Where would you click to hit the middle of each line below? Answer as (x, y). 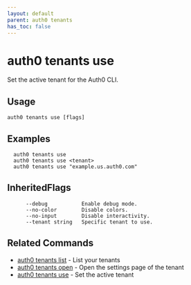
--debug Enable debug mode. (81, 204)
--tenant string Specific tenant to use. (89, 222)
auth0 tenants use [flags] (46, 118)
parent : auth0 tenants (40, 20)
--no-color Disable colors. (77, 210)
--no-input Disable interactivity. (88, 216)
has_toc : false (29, 26)
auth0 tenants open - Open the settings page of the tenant (101, 267)
